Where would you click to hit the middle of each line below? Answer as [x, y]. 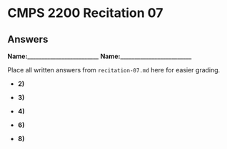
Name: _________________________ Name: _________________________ [100, 56]
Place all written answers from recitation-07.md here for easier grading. [114, 70]
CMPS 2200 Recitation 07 [85, 13]
